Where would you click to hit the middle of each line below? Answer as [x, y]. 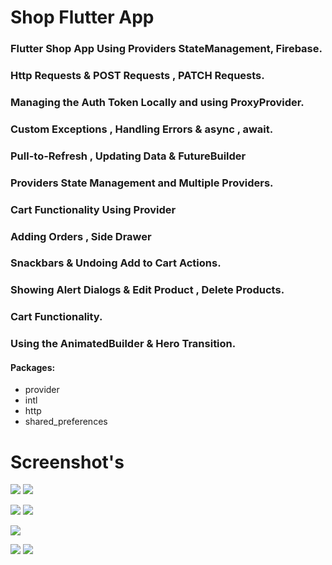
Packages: [33, 367]
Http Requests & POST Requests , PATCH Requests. [137, 76]
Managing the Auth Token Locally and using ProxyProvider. [157, 102]
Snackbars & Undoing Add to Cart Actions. [116, 263]
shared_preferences [66, 422]
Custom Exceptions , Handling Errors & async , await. [142, 129]
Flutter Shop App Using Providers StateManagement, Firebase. [166, 49]
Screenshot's [67, 462]
